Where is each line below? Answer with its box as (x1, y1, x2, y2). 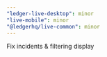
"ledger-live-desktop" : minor (6, 10, 94, 17)
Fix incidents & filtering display (6, 42, 94, 51)
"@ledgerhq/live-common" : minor (6, 23, 100, 30)
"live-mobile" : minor (6, 17, 69, 24)
